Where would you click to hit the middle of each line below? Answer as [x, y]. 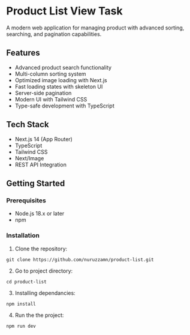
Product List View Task [64, 11]
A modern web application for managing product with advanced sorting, [95, 28]
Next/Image [29, 158]
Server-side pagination [43, 93]
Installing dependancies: [45, 293]
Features [23, 53]
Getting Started [36, 183]
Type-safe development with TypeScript [65, 106]
